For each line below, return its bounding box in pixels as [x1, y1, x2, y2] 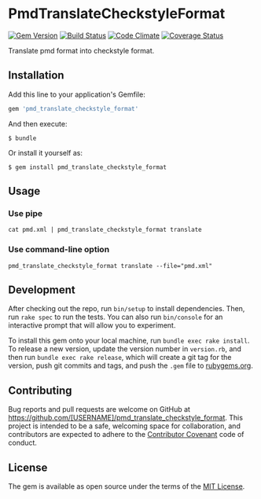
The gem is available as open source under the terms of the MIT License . [8, 482, 245, 491]
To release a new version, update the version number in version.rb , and [8, 344, 242, 354]
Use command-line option [8, 244, 110, 255]
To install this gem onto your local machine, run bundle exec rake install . [8, 336, 250, 346]
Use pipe [8, 207, 43, 218]
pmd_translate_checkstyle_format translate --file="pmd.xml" [8, 262, 213, 270]
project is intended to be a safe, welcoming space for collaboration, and [8, 421, 241, 431]
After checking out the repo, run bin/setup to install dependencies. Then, [8, 304, 245, 314]
